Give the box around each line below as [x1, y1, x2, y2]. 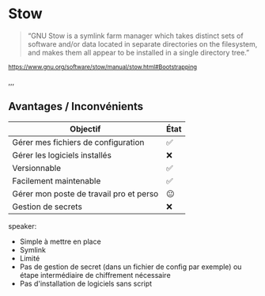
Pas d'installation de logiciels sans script [19, 279, 153, 288]
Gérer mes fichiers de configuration [12, 136, 145, 147]
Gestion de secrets [12, 201, 83, 212]
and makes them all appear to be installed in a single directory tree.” [27, 47, 250, 57]
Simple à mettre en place [19, 237, 101, 246]
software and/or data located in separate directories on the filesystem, [27, 39, 258, 48]
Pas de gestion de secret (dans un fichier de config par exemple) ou [19, 262, 242, 271]
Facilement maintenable [12, 175, 101, 186]
